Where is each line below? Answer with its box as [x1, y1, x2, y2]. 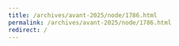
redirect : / [8, 26, 48, 34]
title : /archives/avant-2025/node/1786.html [8, 11, 158, 19]
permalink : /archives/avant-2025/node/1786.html [8, 19, 172, 27]
